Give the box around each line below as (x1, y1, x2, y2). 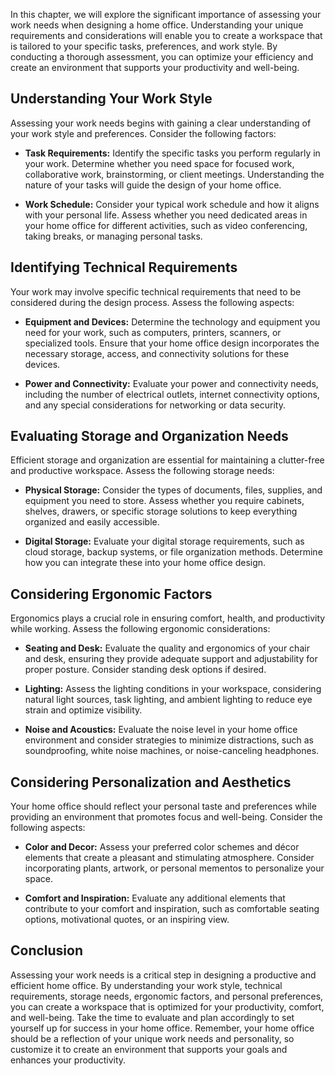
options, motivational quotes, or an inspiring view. (24, 914, 230, 926)
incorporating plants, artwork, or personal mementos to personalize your (24, 862, 325, 874)
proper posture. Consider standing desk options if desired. (24, 664, 267, 676)
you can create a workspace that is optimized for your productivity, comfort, (10, 1000, 325, 1013)
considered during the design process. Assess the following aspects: (10, 296, 295, 308)
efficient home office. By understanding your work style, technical (10, 979, 283, 991)
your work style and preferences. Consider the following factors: (10, 127, 277, 139)
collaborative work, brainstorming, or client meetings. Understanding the (24, 168, 325, 180)
